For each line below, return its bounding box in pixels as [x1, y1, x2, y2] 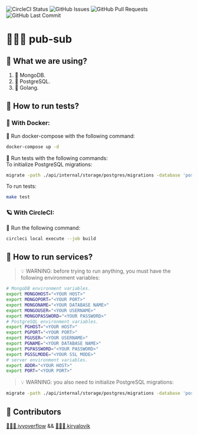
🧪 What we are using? [6, 56, 87, 66]
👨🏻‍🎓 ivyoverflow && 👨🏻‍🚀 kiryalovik [6, 422, 91, 429]
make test [6, 194, 31, 200]
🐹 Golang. [14, 84, 39, 91]
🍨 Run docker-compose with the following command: [6, 132, 136, 139]
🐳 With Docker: [6, 119, 50, 127]
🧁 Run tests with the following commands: [6, 154, 108, 162]
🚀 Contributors [6, 407, 62, 417]
